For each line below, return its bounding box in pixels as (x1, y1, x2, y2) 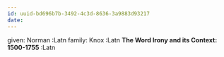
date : (7, 17, 23, 24)
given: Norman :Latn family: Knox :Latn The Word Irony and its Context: (7, 35, 218, 44)
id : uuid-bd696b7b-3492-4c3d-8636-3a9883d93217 (7, 10, 151, 17)
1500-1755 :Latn (7, 43, 56, 51)
